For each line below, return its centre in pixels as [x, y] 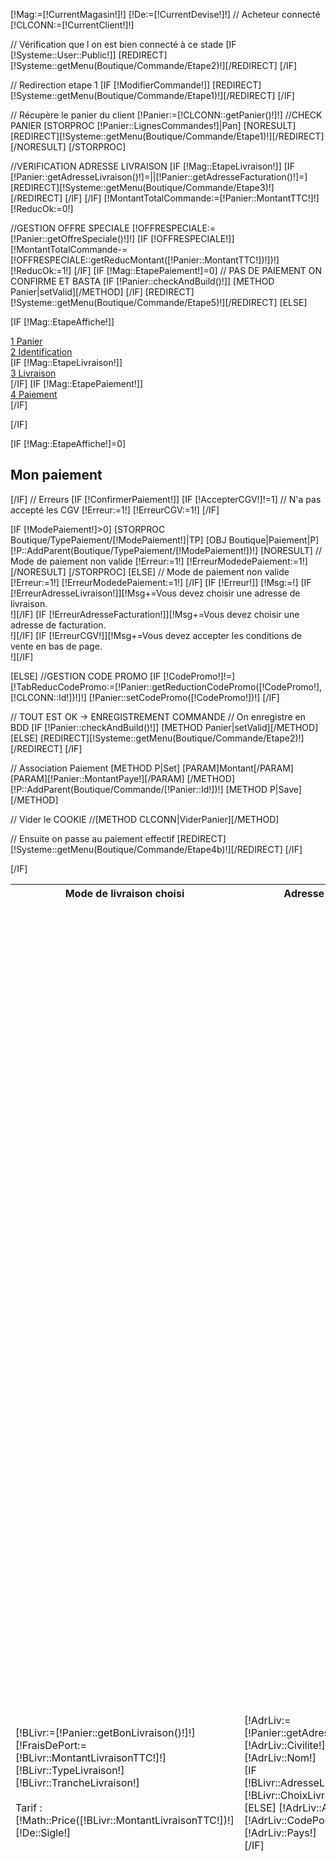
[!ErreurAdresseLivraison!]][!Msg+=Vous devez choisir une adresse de [155, 593]
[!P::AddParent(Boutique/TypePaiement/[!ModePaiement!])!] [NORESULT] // [166, 550]
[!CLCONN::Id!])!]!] [48, 697]
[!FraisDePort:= [51, 1745]
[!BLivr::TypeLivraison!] [70, 1770]
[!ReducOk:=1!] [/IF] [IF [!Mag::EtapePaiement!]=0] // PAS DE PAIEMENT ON [166, 270]
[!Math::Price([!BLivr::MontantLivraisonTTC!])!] [125, 1820]
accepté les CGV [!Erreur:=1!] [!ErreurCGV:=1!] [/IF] [115, 510]
